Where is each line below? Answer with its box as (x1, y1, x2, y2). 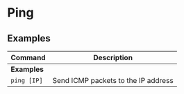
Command (10, 53, 47, 62)
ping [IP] (10, 77, 43, 84)
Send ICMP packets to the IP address (52, 76, 174, 85)
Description (93, 53, 133, 62)
